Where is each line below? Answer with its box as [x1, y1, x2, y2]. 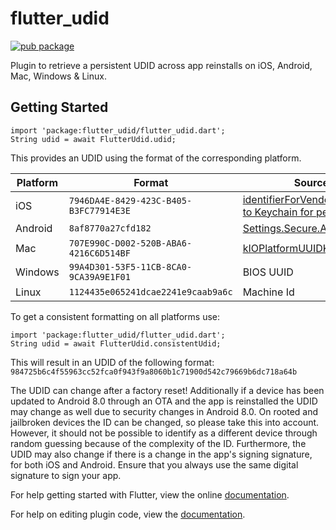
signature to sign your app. [10, 469, 122, 481]
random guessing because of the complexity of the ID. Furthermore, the [10, 437, 307, 449]
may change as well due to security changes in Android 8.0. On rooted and [10, 405, 319, 417]
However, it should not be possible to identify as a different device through [10, 427, 318, 439]
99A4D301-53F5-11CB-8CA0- [68, 261, 193, 272]
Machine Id [242, 285, 295, 299]
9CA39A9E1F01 [68, 271, 131, 282]
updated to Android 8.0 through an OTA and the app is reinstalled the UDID [10, 395, 318, 407]
